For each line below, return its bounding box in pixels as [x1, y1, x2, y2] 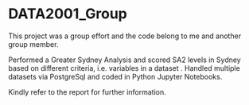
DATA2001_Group [8, 5, 127, 23]
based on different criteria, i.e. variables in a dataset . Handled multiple [8, 63, 240, 72]
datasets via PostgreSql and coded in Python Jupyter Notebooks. [8, 72, 223, 81]
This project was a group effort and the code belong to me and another [8, 31, 241, 41]
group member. [8, 39, 59, 49]
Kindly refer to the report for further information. [8, 87, 167, 96]
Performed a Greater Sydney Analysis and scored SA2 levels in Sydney [8, 55, 241, 64]
